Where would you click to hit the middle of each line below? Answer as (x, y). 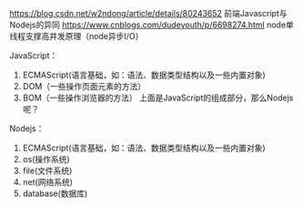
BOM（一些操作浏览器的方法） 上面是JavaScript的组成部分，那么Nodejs (158, 98)
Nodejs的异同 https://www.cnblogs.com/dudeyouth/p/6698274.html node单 (151, 25)
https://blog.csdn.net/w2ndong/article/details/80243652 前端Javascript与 (148, 13)
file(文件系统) (47, 171)
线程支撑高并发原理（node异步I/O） (76, 36)
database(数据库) (55, 193)
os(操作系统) (46, 159)
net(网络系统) (48, 182)
